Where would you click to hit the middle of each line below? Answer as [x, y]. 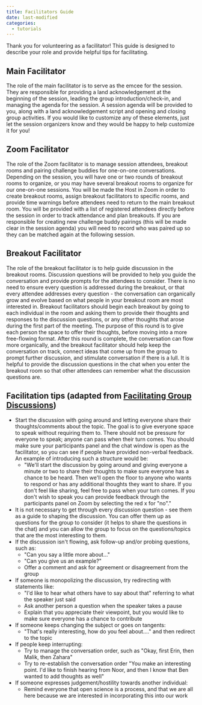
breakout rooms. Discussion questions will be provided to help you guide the [101, 274]
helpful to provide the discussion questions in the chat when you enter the [98, 364]
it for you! [18, 131]
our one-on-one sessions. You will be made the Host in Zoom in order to [96, 189]
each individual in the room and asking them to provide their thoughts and [98, 313]
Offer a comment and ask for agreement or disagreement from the [106, 567]
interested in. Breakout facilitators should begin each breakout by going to [98, 306]
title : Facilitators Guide [40, 12]
